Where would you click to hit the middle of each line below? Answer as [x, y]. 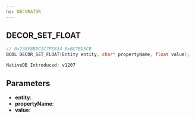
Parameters [28, 83]
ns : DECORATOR [24, 12]
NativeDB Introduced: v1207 [41, 65]
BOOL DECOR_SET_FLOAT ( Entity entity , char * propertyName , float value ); [98, 55]
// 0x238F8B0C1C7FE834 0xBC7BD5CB [49, 49]
